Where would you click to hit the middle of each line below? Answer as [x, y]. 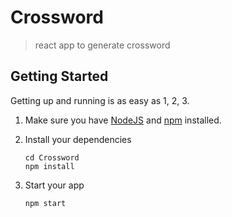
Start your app [54, 185]
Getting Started [59, 76]
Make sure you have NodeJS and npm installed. [123, 120]
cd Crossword [52, 157]
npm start [45, 203]
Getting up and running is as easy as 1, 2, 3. [100, 100]
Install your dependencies [78, 139]
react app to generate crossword [102, 45]
